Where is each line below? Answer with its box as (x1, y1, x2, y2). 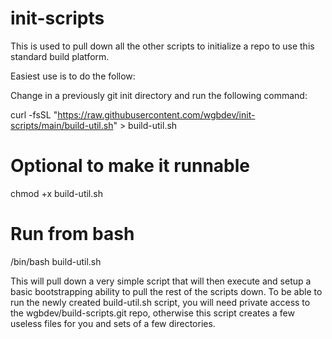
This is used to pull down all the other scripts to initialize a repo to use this (10, 40, 315, 52)
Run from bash (10, 223, 135, 246)
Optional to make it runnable (10, 155, 251, 177)
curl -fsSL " (10, 108, 58, 121)
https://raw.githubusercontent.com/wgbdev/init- (57, 108, 256, 121)
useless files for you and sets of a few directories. (10, 317, 216, 329)
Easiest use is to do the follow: (10, 70, 136, 82)
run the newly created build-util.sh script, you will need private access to (10, 296, 311, 308)
